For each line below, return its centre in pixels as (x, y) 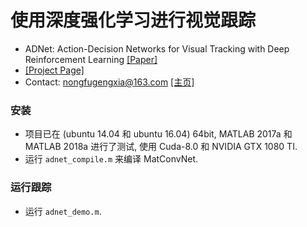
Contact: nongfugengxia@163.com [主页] (109, 82)
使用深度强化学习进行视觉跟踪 (133, 20)
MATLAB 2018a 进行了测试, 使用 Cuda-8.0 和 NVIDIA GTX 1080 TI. (161, 147)
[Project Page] (54, 70)
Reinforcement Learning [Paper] (91, 59)
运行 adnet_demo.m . (63, 211)
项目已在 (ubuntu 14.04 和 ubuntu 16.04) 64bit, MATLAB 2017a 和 (158, 134)
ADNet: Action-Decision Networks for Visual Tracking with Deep (157, 48)
